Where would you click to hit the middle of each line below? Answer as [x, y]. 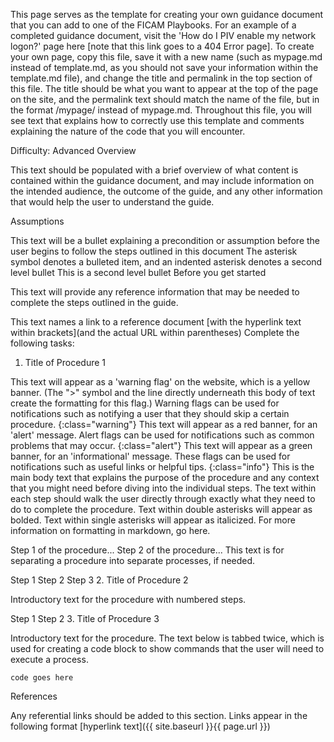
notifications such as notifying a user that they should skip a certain [150, 413]
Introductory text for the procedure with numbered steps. [128, 599]
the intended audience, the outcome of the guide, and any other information [166, 191]
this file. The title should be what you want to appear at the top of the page [164, 88]
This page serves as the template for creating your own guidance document [166, 14]
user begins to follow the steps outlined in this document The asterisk [154, 251]
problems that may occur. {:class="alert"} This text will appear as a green [161, 445]
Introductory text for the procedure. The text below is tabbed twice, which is [167, 638]
